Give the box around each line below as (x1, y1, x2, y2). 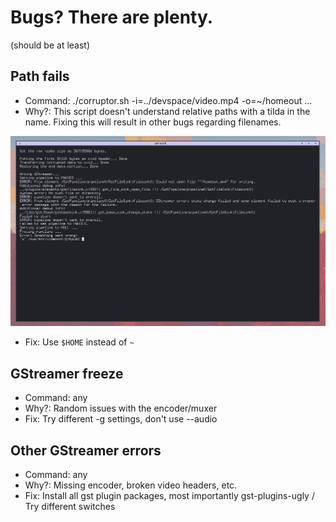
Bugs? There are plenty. (10, 6, 214, 29)
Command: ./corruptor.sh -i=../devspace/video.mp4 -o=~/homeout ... (24, 94, 313, 106)
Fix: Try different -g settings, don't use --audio (24, 413, 218, 425)
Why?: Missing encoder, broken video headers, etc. (24, 479, 238, 491)
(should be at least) (10, 39, 91, 51)
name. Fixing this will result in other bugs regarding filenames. (24, 116, 282, 128)
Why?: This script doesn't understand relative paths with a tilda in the (24, 105, 311, 117)
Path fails (10, 68, 70, 85)
